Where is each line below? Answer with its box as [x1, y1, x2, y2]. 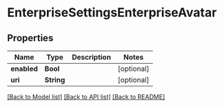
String [44, 75, 65, 84]
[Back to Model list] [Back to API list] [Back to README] [7, 93, 165, 101]
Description [72, 53, 112, 62]
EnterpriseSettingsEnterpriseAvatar [7, 5, 217, 21]
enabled [10, 64, 38, 73]
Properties [7, 32, 54, 44]
